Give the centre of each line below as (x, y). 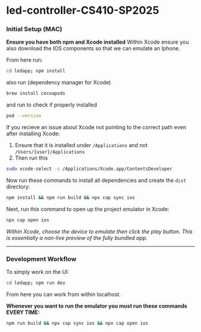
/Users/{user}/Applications (50, 152)
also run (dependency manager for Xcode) (59, 83)
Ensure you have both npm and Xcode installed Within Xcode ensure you (98, 42)
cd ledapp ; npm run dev (36, 283)
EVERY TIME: (23, 312)
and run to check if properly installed (52, 105)
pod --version (24, 116)
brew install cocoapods (36, 93)
